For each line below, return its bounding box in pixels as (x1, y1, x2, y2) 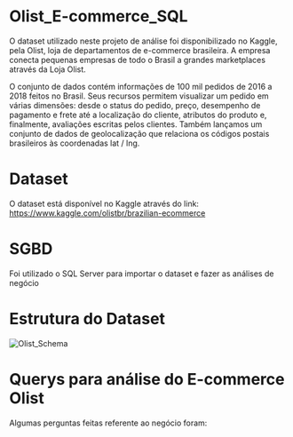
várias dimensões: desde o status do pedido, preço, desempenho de (9, 99, 261, 110)
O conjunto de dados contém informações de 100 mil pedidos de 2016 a (9, 81, 273, 91)
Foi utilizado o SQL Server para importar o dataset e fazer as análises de (9, 268, 274, 279)
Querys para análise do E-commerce (9, 369, 285, 389)
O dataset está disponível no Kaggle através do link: (9, 198, 200, 209)
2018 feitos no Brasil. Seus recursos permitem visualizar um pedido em (9, 91, 269, 101)
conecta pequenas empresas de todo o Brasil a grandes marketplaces (9, 54, 266, 65)
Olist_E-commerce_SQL (9, 6, 188, 27)
